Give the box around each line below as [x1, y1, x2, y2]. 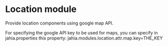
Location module [5, 3, 77, 15]
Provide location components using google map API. [5, 20, 114, 26]
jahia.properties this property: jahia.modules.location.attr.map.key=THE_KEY [5, 35, 163, 41]
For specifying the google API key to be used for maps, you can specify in [5, 29, 158, 35]
